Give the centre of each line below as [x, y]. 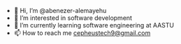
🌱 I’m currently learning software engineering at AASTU [94, 25]
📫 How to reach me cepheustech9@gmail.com [82, 33]
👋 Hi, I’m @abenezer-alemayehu [60, 11]
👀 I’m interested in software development [73, 18]
